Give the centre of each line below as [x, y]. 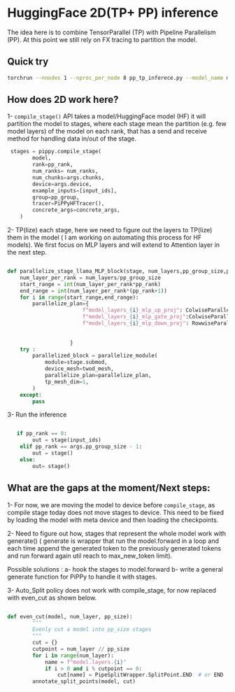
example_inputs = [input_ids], [75, 190]
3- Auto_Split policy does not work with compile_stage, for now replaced [112, 590]
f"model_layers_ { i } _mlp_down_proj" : [136, 323]
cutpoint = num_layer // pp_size [81, 649]
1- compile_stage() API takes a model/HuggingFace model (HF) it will [107, 116]
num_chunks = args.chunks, [69, 177]
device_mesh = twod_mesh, [79, 369]
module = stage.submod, [76, 362]
